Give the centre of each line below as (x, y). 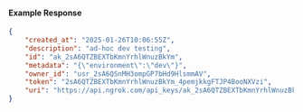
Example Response (45, 13)
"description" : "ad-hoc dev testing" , (98, 48)
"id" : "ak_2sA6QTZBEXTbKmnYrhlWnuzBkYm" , (104, 57)
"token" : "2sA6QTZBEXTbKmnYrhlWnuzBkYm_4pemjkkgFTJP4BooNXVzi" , (148, 82)
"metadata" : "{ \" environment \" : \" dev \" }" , (106, 65)
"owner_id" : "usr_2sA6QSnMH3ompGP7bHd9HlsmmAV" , (118, 74)
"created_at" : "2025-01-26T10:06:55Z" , (100, 41)
